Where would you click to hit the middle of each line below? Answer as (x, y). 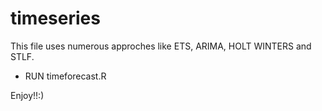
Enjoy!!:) (27, 95)
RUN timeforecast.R (65, 76)
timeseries (55, 18)
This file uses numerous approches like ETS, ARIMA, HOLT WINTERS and (161, 46)
